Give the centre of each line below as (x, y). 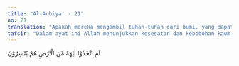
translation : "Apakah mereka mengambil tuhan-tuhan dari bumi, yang (111, 27)
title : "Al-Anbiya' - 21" (46, 14)
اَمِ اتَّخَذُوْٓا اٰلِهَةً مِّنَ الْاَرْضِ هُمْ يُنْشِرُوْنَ (54, 53)
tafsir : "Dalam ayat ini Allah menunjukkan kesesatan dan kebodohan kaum (119, 33)
